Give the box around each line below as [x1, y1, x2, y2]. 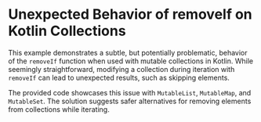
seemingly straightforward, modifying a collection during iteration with [8, 64, 235, 74]
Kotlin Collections [8, 22, 127, 40]
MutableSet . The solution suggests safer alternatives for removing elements [8, 96, 252, 106]
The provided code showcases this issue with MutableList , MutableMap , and [8, 88, 252, 97]
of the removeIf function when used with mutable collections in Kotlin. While [8, 56, 253, 66]
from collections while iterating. [8, 104, 110, 114]
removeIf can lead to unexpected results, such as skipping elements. [8, 73, 230, 82]
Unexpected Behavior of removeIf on [8, 5, 252, 23]
